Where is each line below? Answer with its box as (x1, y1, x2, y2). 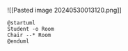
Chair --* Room (7, 31, 51, 38)
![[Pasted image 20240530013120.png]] (7, 6, 122, 14)
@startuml (7, 20, 36, 27)
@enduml (7, 38, 30, 45)
